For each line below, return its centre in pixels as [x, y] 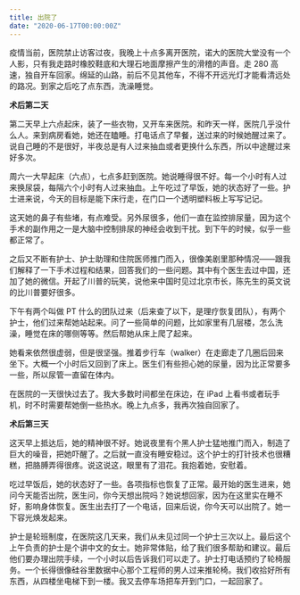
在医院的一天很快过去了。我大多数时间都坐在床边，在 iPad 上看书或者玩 [141, 393]
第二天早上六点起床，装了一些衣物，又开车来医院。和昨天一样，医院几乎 [142, 124]
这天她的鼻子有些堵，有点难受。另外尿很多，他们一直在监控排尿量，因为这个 [150, 217]
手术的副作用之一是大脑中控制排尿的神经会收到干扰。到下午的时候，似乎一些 [150, 228]
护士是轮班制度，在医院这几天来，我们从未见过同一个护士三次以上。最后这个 [150, 536]
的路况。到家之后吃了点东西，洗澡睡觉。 [83, 86]
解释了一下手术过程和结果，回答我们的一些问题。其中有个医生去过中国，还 [154, 269]
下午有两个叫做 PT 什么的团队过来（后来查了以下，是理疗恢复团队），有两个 [147, 311]
